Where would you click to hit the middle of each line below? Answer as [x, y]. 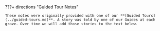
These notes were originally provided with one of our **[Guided [72, 16]
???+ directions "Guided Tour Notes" [42, 7]
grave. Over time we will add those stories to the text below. [71, 24]
